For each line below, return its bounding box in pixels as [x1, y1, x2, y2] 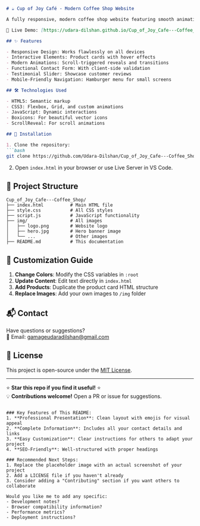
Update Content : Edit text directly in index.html [14, 277, 132, 285]
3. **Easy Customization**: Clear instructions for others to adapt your [6, 436, 193, 442]
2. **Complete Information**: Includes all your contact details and [6, 425, 183, 432]
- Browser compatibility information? [6, 504, 102, 510]
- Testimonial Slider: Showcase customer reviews [6, 71, 132, 77]
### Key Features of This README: [6, 409, 92, 415]
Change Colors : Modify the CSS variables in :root [14, 271, 139, 278]
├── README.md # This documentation [6, 239, 124, 245]
